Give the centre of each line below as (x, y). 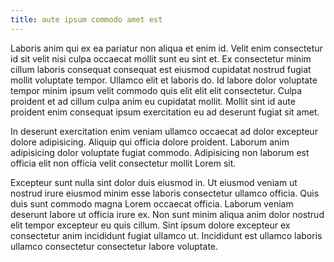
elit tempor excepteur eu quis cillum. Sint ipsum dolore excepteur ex (150, 225)
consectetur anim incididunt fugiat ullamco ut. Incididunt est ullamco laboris (166, 235)
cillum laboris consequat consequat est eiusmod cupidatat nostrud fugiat (161, 69)
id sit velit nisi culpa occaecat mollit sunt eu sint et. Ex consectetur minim (161, 58)
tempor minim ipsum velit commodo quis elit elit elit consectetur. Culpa (156, 90)
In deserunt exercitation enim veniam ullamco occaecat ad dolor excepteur (164, 131)
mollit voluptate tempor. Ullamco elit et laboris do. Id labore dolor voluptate (164, 80)
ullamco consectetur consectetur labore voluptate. (114, 246)
